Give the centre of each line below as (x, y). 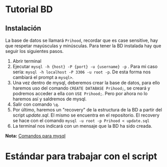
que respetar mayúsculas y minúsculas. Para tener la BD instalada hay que (83, 46)
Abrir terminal (27, 61)
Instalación (23, 28)
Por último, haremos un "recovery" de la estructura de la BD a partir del (87, 110)
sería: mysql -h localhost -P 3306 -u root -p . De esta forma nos (81, 72)
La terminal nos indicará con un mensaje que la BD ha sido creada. (82, 126)
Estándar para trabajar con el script (81, 157)
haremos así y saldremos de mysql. (49, 99)
